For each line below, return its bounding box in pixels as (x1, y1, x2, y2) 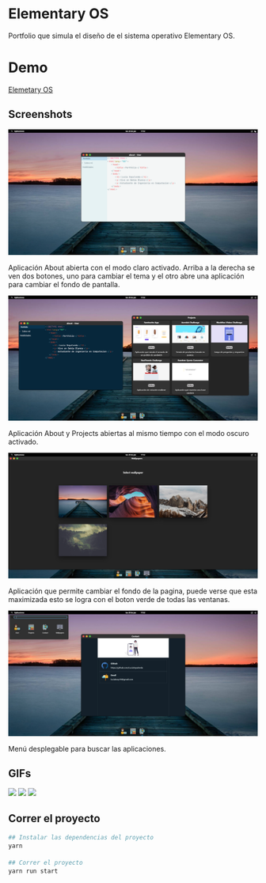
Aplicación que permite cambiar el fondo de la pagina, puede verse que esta (8, 586, 258, 596)
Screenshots (8, 108, 73, 121)
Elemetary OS (8, 85, 53, 94)
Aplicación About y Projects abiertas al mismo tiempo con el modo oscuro (8, 429, 249, 438)
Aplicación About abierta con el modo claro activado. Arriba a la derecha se (8, 263, 256, 272)
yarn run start (8, 867, 59, 875)
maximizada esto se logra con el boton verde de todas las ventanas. (8, 594, 230, 604)
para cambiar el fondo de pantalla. (8, 279, 120, 289)
